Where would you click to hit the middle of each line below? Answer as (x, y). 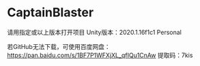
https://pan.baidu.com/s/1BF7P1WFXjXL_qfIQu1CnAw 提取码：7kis (100, 55)
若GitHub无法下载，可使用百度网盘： (59, 46)
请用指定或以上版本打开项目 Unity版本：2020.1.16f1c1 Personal (95, 32)
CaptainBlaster (51, 13)
